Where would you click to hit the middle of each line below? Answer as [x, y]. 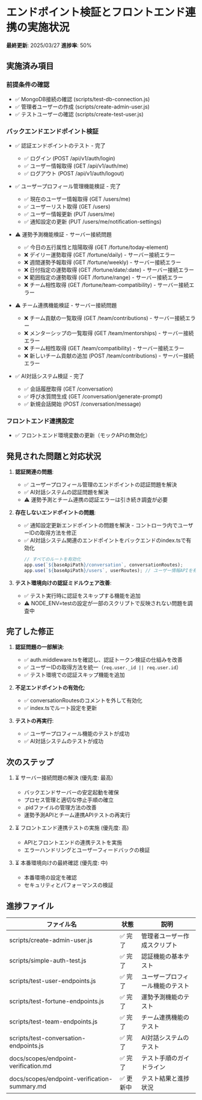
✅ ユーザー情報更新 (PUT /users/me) [69, 214]
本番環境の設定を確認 [50, 878]
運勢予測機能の [162, 997]
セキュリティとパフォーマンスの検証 [69, 885]
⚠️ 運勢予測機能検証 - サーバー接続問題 [63, 234]
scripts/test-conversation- [47, 1039]
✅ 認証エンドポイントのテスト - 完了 [60, 145]
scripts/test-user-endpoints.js [53, 981]
